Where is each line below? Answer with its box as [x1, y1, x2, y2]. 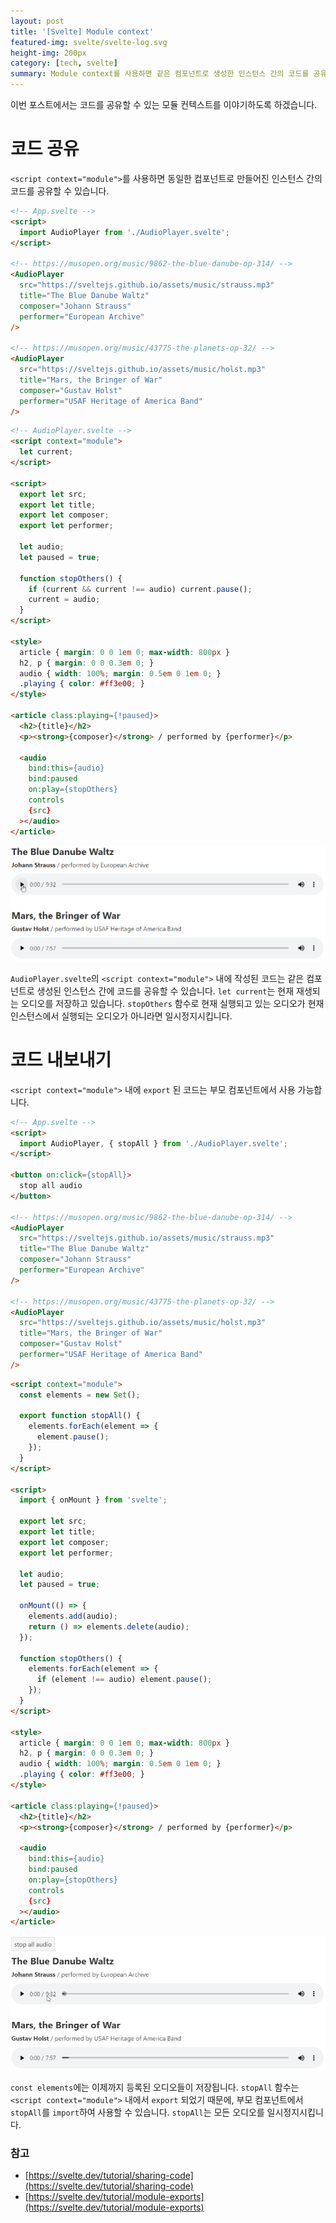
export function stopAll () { [19, 1411, 141, 1421]
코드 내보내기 [10, 1049, 112, 1072]
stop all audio [19, 1181, 83, 1191]
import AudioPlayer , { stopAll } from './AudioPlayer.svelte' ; [19, 1138, 288, 1149]
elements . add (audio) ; [28, 1611, 118, 1622]
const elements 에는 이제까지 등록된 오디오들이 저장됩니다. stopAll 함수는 [10, 2081, 300, 2093]
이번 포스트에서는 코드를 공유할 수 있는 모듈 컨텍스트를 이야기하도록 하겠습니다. [10, 99, 318, 110]
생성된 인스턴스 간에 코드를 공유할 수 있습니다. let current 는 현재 [36, 985, 295, 997]
